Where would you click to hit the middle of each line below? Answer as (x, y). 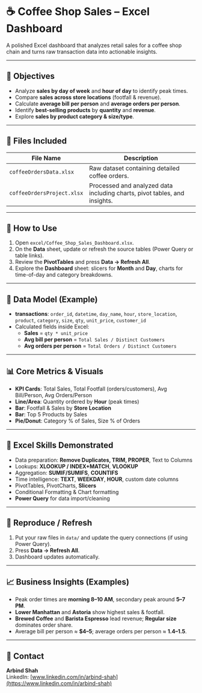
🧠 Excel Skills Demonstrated (60, 446)
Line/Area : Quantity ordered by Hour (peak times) (77, 402)
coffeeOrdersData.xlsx (41, 172)
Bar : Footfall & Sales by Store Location (63, 408)
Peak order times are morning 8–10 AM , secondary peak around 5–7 (100, 600)
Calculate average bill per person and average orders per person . (97, 104)
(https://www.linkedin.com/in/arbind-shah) (59, 683)
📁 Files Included (37, 141)
